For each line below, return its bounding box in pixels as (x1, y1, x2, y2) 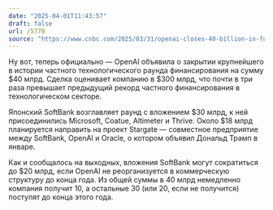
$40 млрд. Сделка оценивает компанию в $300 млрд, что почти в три (8, 74, 253, 84)
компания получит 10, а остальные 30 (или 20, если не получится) (8, 184, 240, 194)
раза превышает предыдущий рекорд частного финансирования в (8, 83, 240, 93)
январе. (8, 142, 36, 151)
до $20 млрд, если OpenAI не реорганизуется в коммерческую (8, 166, 230, 176)
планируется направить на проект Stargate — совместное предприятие (8, 125, 258, 134)
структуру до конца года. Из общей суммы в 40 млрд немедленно (8, 175, 241, 185)
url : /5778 (8, 27, 45, 35)
